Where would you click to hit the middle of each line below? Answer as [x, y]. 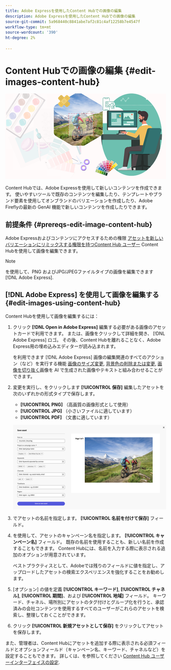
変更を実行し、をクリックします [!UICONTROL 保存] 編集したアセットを [88, 387]
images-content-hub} [53, 82]
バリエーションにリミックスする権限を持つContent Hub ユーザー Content [82, 244]
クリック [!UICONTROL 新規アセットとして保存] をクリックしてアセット [88, 626]
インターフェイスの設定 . [35, 662]
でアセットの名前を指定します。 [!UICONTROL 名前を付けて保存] [81, 518]
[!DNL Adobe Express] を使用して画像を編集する [82, 295]
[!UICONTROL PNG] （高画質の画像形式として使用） [76, 404]
